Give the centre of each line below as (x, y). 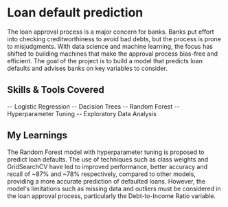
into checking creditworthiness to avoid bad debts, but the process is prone (114, 39)
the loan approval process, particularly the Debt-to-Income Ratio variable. (112, 196)
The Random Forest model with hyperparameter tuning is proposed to (106, 152)
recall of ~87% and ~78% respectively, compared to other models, (101, 174)
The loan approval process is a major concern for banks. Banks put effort (111, 32)
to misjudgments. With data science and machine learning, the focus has (110, 46)
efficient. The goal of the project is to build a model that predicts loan (105, 61)
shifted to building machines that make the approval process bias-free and (113, 54)
